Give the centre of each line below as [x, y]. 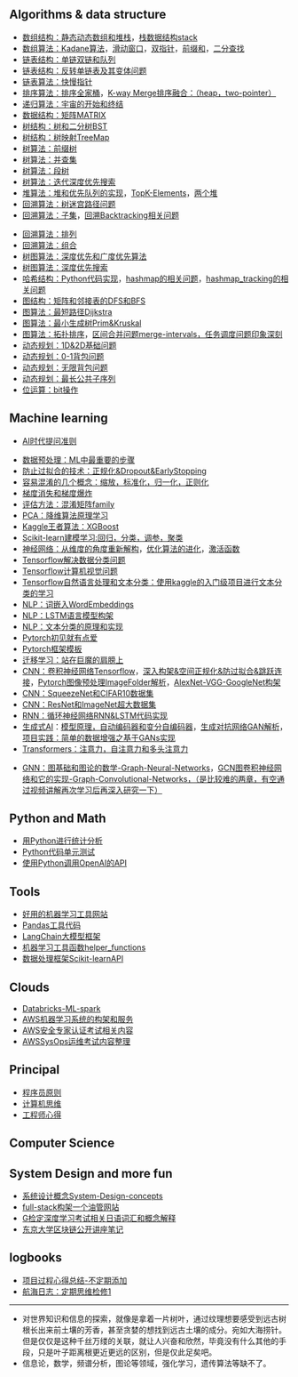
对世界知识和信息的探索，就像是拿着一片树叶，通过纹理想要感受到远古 [150, 1318]
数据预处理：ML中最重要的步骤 [78, 459]
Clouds [30, 987]
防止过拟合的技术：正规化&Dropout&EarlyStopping [114, 471]
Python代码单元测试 [59, 852]
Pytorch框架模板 [52, 648]
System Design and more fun [91, 1173]
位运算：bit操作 [50, 390]
